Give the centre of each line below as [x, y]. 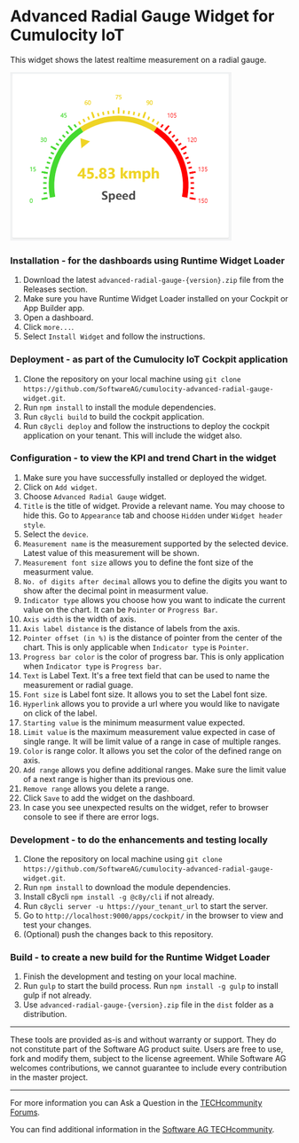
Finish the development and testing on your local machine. [130, 976]
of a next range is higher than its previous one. [108, 779]
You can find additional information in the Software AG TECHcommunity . [142, 1130]
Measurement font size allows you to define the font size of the [138, 562]
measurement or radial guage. [78, 685]
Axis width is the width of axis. [79, 619]
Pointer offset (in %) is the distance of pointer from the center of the [153, 638]
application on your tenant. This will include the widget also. [133, 435]
